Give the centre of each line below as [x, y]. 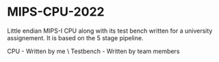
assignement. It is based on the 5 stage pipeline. [75, 37]
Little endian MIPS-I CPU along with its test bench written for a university [110, 31]
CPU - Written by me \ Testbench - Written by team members [93, 51]
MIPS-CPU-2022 [56, 12]
